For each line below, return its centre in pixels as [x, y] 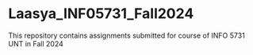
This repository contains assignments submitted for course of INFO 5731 [127, 35]
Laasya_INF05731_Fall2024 [101, 14]
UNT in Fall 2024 [36, 43]
